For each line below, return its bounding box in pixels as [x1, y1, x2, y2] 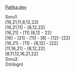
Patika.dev [5, 4, 27, 10]
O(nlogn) [5, 62, 23, 67]
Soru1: [5, 14, 18, 19]
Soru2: [5, 56, 19, 62]
